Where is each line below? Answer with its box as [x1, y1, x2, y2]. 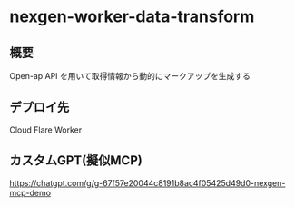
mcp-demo [9, 187, 52, 198]
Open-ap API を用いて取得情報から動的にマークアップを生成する [9, 71, 251, 81]
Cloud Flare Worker [9, 124, 83, 135]
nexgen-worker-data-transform [9, 6, 255, 27]
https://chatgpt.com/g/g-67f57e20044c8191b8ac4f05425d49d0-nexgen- [9, 177, 286, 188]
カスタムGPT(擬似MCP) [9, 153, 143, 169]
